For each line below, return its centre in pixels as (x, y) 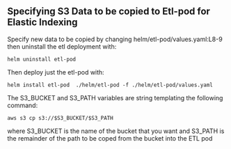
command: (23, 105)
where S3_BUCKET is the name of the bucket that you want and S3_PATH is (116, 131)
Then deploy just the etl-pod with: (56, 72)
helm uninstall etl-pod (42, 59)
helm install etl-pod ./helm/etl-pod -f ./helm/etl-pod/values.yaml (110, 85)
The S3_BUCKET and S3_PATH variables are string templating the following (115, 97)
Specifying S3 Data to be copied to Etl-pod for (109, 11)
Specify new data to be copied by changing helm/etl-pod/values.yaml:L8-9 (115, 39)
